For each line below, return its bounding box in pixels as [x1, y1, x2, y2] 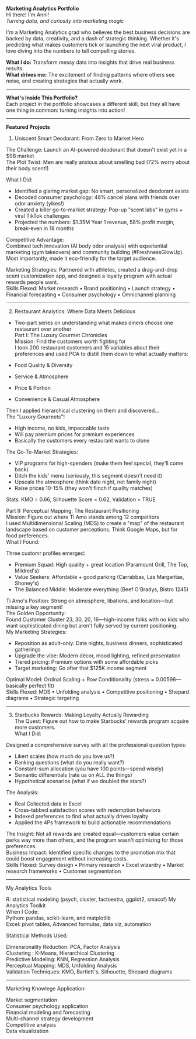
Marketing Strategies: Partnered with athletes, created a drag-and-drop [6, 266, 178, 273]
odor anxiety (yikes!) [14, 200, 64, 207]
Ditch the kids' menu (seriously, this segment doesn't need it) [14, 472, 162, 479]
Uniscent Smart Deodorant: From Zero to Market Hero [14, 135, 144, 142]
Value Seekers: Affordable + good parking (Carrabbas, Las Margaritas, [14, 574, 184, 580]
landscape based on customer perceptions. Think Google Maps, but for [6, 526, 178, 533]
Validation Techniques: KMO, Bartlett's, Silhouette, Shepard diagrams [6, 968, 173, 975]
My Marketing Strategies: [6, 629, 67, 635]
